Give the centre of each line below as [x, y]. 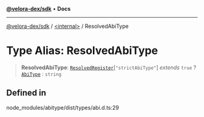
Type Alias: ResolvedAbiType [82, 51]
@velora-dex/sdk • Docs [39, 9]
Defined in [26, 93]
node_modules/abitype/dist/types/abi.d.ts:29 [63, 107]
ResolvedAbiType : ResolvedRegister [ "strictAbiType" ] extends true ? [109, 67]
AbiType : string [41, 74]
